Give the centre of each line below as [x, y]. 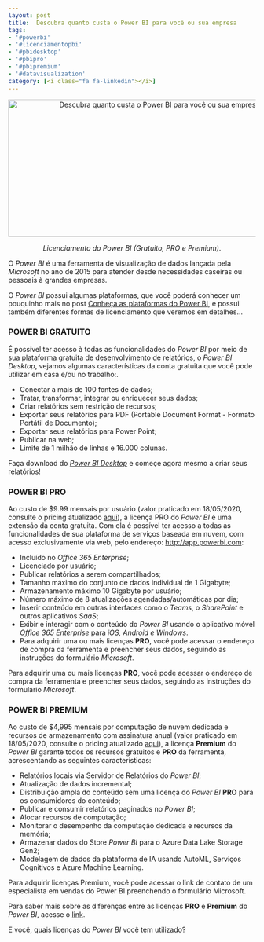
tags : [17, 30]
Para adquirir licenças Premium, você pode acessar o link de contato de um [130, 883]
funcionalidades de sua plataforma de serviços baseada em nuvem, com [126, 534]
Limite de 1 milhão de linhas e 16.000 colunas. [93, 448]
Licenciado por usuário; [58, 566]
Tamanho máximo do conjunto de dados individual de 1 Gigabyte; [125, 583]
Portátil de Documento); [58, 423]
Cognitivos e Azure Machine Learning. [81, 867]
